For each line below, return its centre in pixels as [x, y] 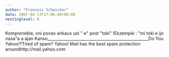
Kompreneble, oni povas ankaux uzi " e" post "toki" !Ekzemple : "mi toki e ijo [84, 33]
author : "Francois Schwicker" [37, 10]
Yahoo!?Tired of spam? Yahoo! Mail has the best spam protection [73, 44]
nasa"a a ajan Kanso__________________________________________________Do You [84, 38]
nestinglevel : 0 [22, 19]
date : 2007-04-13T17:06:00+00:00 [40, 14]
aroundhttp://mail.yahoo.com [35, 49]
